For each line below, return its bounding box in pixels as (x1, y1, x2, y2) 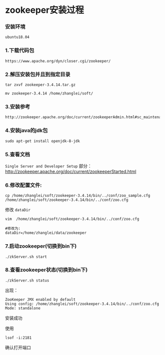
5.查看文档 (5, 151, 30, 158)
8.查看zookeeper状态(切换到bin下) (5, 266, 88, 273)
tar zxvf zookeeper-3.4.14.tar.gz (5, 82, 76, 88)
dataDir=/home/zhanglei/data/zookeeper (5, 230, 87, 235)
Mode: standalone (5, 306, 41, 311)
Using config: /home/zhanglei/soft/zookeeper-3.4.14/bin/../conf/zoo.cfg (5, 301, 160, 306)
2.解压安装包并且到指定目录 (5, 71, 71, 78)
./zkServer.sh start (5, 254, 48, 259)
